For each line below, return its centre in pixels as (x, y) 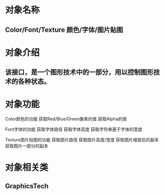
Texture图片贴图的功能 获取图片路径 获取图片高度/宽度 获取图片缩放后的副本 (82, 140)
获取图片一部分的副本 (27, 146)
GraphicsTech (27, 186)
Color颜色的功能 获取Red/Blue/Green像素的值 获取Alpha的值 (66, 119)
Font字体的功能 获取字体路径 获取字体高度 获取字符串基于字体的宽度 (74, 129)
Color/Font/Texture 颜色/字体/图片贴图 (64, 30)
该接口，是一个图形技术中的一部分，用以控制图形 (79, 72)
